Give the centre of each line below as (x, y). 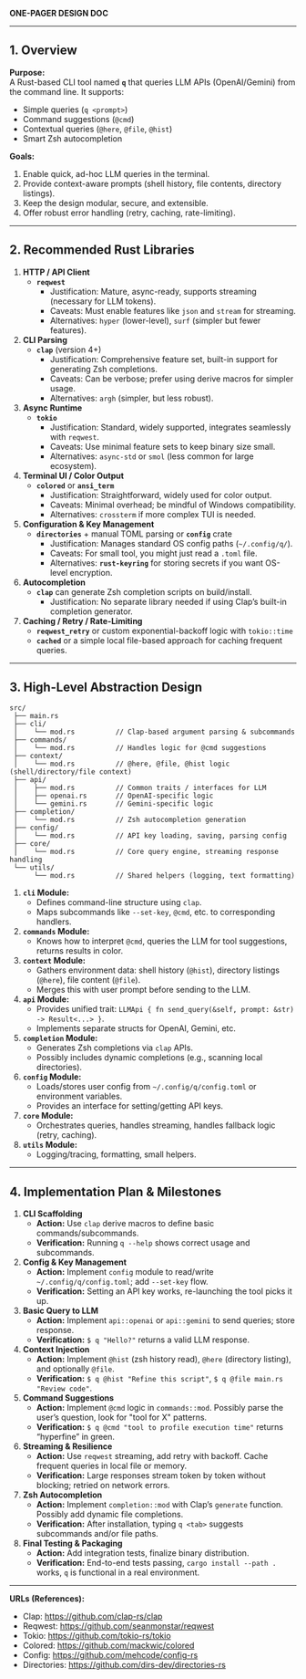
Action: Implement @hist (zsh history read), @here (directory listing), (163, 1360)
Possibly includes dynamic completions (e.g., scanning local (149, 1058)
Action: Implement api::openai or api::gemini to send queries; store (166, 1320)
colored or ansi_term (75, 485)
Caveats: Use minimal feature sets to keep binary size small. (163, 446)
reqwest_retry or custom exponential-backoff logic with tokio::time (164, 631)
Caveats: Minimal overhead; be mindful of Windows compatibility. (173, 505)
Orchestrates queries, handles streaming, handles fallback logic (156, 1125)
